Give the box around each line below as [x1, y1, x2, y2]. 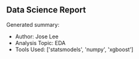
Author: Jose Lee [15, 33, 59, 40]
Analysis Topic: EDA [15, 39, 66, 46]
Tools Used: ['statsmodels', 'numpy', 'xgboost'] [15, 46, 134, 53]
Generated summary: [6, 21, 60, 28]
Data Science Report [6, 5, 87, 15]
